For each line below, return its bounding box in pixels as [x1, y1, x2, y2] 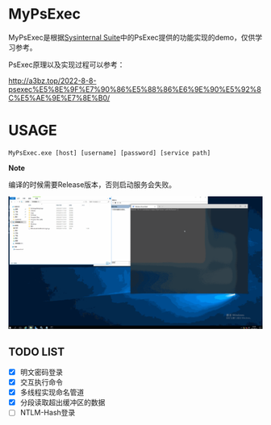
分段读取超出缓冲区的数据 [19, 398, 106, 407]
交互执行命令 [19, 377, 63, 387]
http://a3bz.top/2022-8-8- [8, 76, 97, 85]
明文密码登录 [19, 368, 63, 377]
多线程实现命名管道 [19, 388, 85, 398]
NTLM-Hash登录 [19, 408, 76, 418]
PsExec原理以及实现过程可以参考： [8, 60, 125, 69]
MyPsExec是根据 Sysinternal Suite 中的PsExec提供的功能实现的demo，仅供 [8, 32, 256, 42]
